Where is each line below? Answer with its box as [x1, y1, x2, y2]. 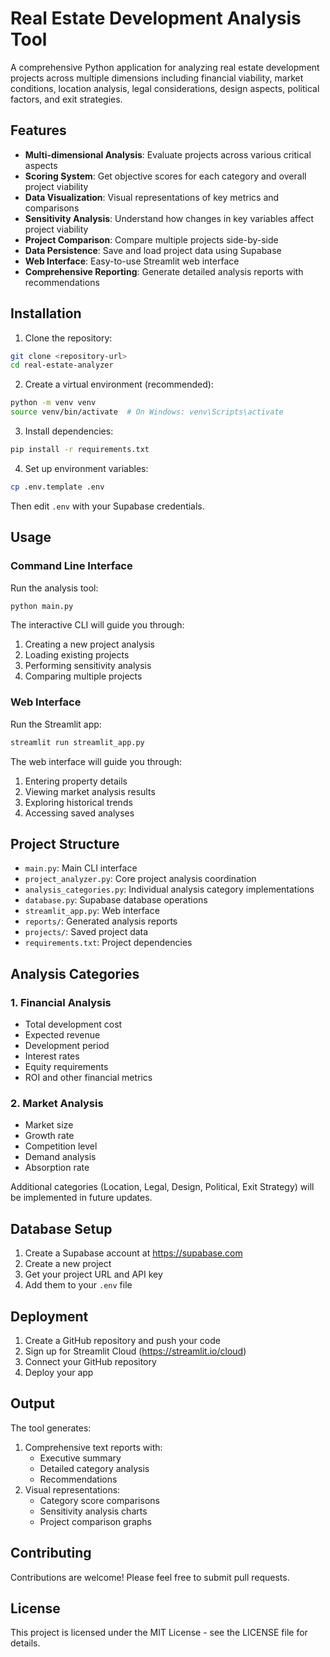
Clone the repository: [24, 332, 113, 344]
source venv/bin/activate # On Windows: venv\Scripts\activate [10, 407, 284, 417]
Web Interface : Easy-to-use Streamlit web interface [24, 255, 240, 267]
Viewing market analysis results [24, 785, 156, 797]
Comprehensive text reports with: [24, 1441, 163, 1453]
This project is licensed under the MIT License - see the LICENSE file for [10, 1627, 308, 1639]
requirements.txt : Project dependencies [24, 937, 193, 949]
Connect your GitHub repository [24, 1355, 157, 1367]
